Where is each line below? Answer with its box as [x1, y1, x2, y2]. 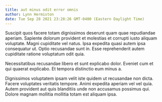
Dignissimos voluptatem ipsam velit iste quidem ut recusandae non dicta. [5, 75, 154, 82]
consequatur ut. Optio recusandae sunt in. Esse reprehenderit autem [5, 46, 145, 52]
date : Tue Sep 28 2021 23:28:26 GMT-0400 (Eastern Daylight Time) [5, 16, 145, 21]
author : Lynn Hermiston [5, 12, 54, 17]
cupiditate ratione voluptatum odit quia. [5, 51, 85, 57]
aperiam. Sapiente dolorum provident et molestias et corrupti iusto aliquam [5, 35, 157, 41]
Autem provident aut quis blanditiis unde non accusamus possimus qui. [5, 86, 150, 92]
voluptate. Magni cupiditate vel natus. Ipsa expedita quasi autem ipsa [5, 41, 146, 47]
